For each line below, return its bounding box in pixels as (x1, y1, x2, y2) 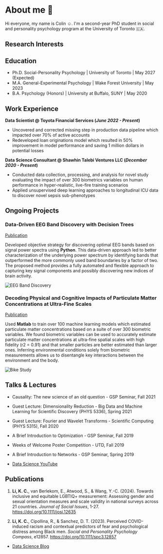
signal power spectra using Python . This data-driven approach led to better (5, 247, 157, 253)
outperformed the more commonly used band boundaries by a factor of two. (5, 257, 159, 263)
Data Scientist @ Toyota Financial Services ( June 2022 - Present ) (5, 117, 140, 123)
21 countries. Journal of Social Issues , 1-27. (12, 503, 100, 509)
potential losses (12, 147, 44, 153)
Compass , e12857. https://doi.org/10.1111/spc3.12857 (12, 534, 117, 539)
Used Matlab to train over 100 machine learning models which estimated (5, 321, 151, 327)
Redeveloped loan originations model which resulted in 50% (12, 137, 133, 143)
